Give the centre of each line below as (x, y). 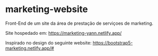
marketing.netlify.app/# (30, 48)
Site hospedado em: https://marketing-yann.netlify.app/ (64, 33)
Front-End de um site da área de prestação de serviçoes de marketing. (79, 23)
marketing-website (46, 9)
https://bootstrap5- (113, 43)
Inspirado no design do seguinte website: (49, 43)
